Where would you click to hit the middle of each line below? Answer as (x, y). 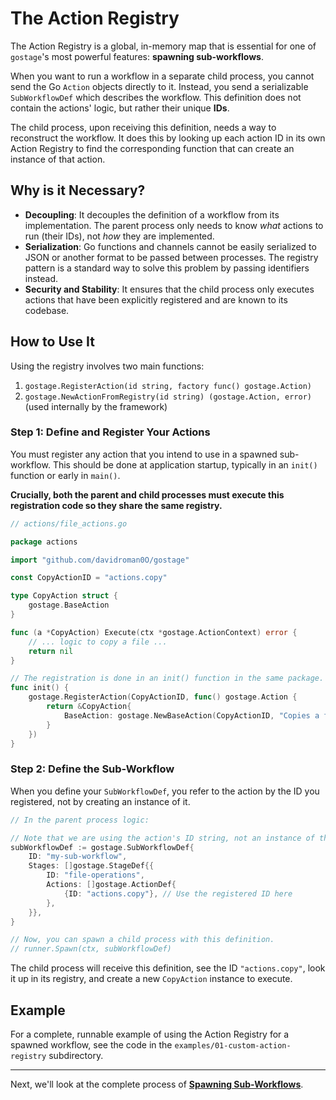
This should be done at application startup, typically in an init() (185, 464)
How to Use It (52, 342)
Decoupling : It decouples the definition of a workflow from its (152, 214)
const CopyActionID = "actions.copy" (89, 578)
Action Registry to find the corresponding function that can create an (152, 148)
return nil (51, 651)
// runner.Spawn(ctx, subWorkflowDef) (91, 949)
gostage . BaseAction (69, 605)
